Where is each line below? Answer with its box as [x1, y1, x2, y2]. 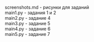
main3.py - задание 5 [5, 20, 50, 26]
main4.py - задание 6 [5, 26, 51, 32]
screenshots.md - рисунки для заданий [5, 5, 89, 10]
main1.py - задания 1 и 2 [5, 10, 56, 16]
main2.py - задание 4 [5, 15, 51, 21]
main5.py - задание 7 [5, 31, 50, 37]
